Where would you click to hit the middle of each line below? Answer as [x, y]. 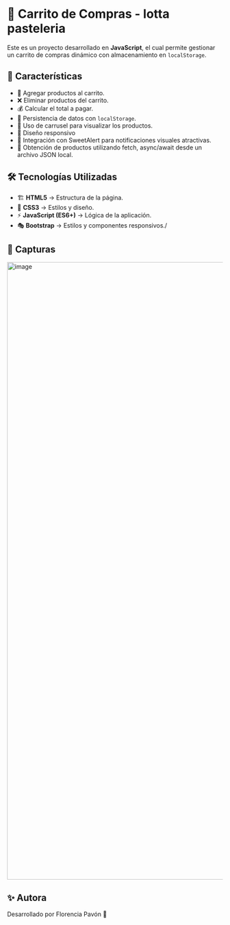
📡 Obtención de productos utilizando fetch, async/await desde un [110, 147]
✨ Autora [27, 898]
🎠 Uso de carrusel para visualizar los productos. [85, 125]
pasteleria [37, 28]
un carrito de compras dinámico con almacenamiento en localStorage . [107, 55]
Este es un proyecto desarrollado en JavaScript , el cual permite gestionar [111, 47]
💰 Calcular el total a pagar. [55, 108]
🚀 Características [45, 76]
